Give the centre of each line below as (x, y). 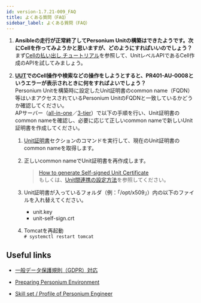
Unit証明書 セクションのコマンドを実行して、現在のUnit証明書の (102, 140)
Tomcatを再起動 (44, 231)
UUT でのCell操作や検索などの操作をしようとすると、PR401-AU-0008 (101, 76)
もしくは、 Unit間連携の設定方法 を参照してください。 (104, 180)
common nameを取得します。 (60, 148)
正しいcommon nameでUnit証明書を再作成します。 (86, 161)
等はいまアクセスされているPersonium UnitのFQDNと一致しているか (98, 98)
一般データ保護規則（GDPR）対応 (56, 270)
